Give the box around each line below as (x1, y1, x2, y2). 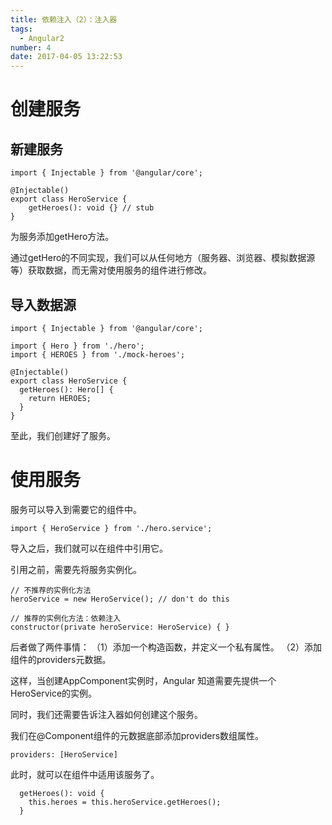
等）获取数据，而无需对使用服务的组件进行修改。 (10, 264, 212, 276)
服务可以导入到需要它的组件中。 (10, 503, 142, 515)
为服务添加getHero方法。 (10, 231, 115, 243)
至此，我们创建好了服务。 (10, 429, 116, 441)
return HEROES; (28, 393, 92, 403)
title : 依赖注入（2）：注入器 (10, 14, 118, 25)
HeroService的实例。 (10, 687, 98, 699)
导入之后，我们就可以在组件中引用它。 (10, 542, 168, 554)
